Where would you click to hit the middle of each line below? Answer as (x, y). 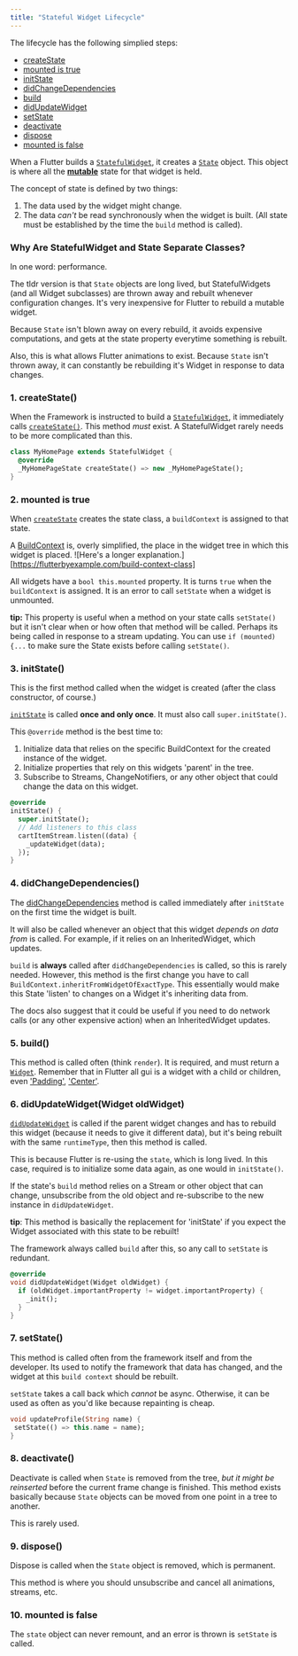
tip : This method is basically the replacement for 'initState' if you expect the (148, 1222)
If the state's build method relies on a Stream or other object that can (137, 1186)
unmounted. (32, 600)
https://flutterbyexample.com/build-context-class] (104, 565)
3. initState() (38, 668)
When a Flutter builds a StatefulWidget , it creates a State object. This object (149, 161)
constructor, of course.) (53, 698)
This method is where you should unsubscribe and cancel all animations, (142, 1582)
